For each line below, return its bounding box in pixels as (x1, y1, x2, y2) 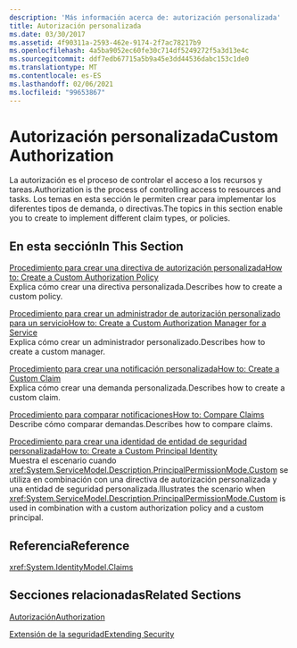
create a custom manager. (9, 346, 105, 358)
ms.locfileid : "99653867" (9, 88, 105, 97)
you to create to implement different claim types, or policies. (9, 213, 230, 223)
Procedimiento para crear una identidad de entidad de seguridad (9, 436, 247, 447)
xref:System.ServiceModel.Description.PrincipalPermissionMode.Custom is (9, 493, 286, 504)
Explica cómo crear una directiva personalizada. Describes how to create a (9, 282, 283, 292)
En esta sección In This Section (9, 239, 185, 254)
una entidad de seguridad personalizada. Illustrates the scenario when (9, 484, 266, 494)
